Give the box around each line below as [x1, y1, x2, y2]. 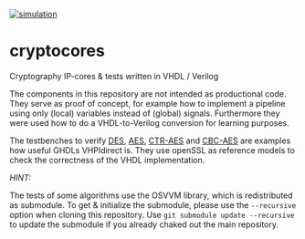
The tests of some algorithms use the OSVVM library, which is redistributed [9, 190, 294, 201]
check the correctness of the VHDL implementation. [9, 154, 205, 165]
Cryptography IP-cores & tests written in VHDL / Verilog [9, 70, 219, 81]
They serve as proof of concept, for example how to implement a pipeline [9, 98, 286, 109]
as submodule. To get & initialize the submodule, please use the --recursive [9, 199, 297, 210]
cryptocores [9, 41, 105, 61]
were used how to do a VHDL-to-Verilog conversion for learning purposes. [9, 117, 289, 128]
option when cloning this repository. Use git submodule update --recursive [9, 209, 295, 220]
